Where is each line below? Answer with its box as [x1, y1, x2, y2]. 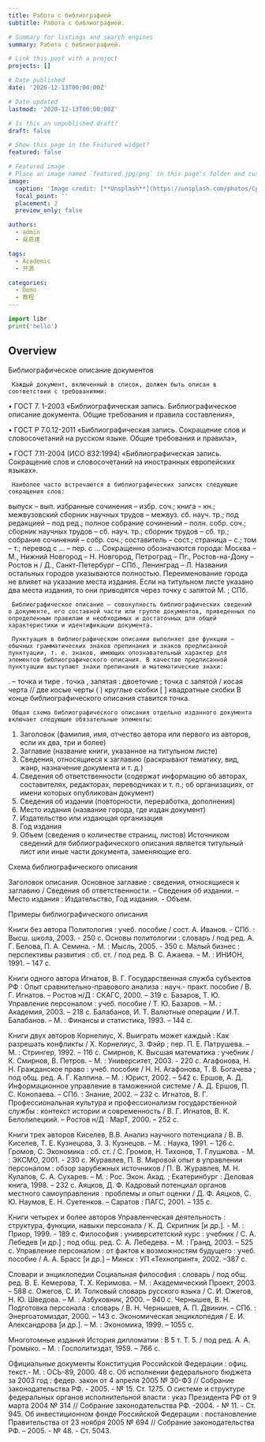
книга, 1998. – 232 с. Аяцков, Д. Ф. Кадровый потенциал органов [8, 1180, 227, 1189]
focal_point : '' [15, 192, 69, 200]
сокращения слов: [8, 487, 65, 496]
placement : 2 [15, 199, 58, 208]
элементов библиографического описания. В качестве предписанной [8, 656, 227, 664]
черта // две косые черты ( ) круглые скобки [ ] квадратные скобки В [8, 684, 242, 695]
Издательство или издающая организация [19, 813, 163, 822]
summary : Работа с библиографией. [8, 40, 122, 48]
